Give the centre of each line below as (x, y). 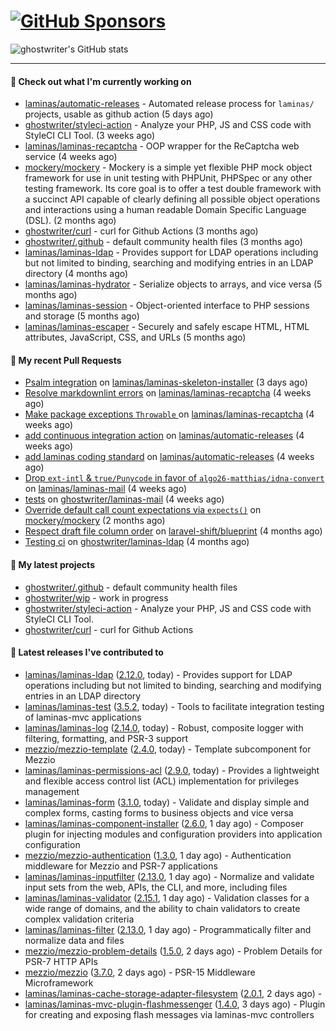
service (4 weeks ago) (71, 157)
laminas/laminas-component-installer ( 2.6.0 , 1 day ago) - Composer (164, 823)
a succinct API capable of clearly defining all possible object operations (172, 199)
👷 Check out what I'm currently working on (101, 81)
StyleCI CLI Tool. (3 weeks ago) (90, 136)
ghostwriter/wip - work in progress (96, 597)
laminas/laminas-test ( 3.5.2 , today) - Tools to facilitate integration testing (174, 706)
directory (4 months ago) (76, 274)
